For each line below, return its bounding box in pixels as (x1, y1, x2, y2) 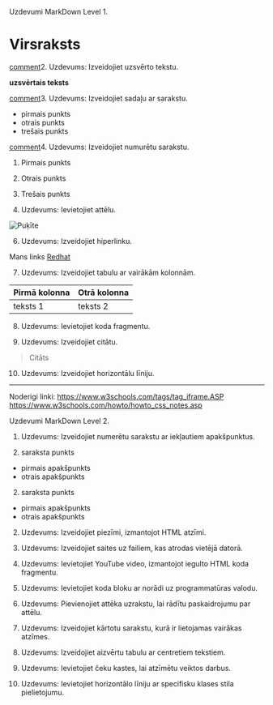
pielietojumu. (20, 687, 64, 697)
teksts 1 (13, 300, 44, 311)
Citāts (28, 352, 49, 362)
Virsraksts (9, 36, 81, 53)
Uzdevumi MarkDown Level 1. (9, 7, 109, 16)
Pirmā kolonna (13, 287, 70, 298)
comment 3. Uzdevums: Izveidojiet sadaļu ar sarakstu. (9, 93, 189, 103)
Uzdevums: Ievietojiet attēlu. (20, 204, 117, 214)
